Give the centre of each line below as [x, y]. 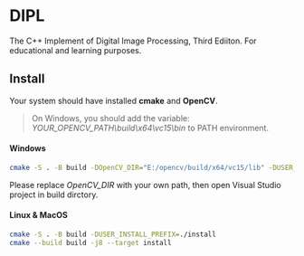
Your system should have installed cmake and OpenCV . [114, 100]
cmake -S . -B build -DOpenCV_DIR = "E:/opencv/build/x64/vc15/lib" [137, 167]
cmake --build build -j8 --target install [90, 242]
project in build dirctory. [54, 194]
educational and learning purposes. [76, 50]
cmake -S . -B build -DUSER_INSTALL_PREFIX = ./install [113, 235]
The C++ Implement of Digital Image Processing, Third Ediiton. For [133, 41]
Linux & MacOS [38, 215]
